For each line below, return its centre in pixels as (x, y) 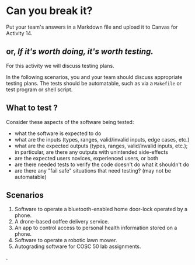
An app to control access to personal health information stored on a (96, 228)
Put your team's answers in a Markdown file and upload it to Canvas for (92, 27)
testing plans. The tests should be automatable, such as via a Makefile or (94, 83)
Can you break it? (49, 11)
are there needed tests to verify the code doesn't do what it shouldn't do (102, 164)
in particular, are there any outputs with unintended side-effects (91, 152)
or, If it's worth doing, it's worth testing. (80, 52)
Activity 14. (19, 33)
